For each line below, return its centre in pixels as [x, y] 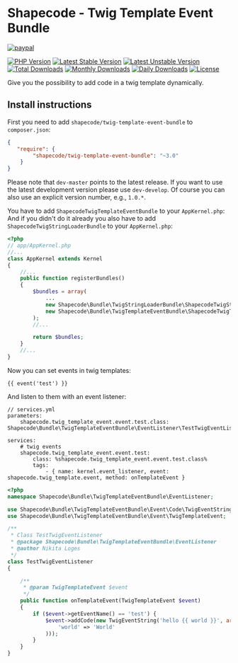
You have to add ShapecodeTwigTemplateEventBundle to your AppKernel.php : [116, 211]
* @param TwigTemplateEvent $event [76, 588]
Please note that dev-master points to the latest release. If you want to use [115, 183]
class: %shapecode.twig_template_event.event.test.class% [120, 459]
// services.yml [31, 409]
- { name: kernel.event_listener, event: [107, 471]
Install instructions [50, 105]
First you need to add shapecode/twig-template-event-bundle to [100, 122]
